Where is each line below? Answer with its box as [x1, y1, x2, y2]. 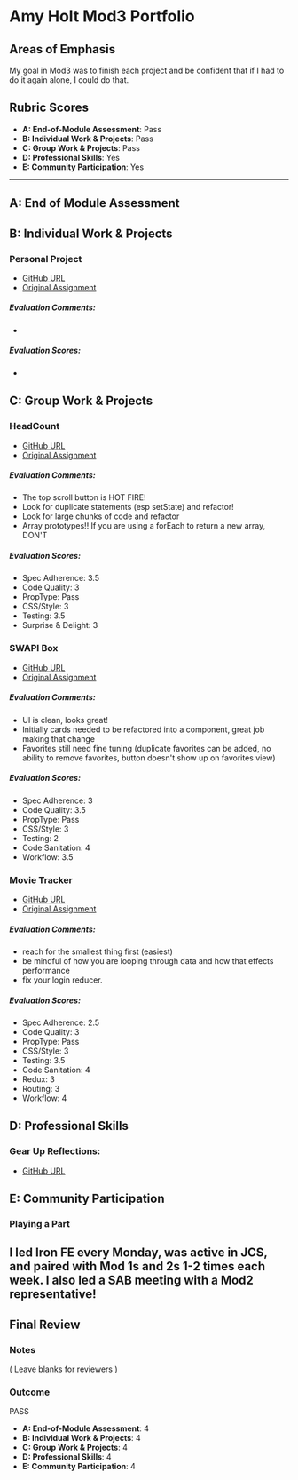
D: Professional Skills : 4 [21, 1452, 113, 1462]
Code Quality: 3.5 [21, 804, 86, 815]
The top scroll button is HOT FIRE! [21, 492, 146, 503]
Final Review [9, 1317, 81, 1332]
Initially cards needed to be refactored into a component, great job [21, 724, 265, 735]
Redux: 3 [21, 1073, 55, 1085]
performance [21, 965, 71, 975]
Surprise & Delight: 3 [21, 620, 98, 631]
